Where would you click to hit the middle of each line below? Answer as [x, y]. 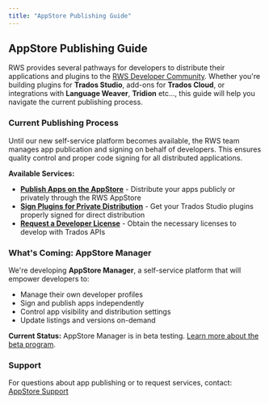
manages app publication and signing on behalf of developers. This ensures [135, 149]
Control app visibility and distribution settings [95, 312]
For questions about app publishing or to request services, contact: [120, 383]
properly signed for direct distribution [82, 214]
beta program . [32, 344]
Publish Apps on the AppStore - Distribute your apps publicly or [128, 189]
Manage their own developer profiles [82, 294]
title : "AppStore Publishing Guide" [70, 16]
